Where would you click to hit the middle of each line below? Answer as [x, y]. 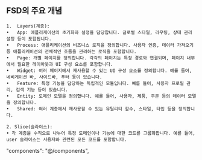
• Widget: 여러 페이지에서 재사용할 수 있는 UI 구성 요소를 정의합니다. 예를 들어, [99, 71]
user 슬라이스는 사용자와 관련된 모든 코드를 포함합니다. [67, 140]
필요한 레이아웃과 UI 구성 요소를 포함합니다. [65, 64]
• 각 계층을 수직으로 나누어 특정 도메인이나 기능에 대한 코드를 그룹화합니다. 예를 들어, [101, 133]
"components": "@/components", [48, 150]
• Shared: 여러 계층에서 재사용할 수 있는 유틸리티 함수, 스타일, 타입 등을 [91, 109]
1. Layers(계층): [28, 26]
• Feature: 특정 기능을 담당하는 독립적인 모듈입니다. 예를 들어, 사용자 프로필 [95, 83]
